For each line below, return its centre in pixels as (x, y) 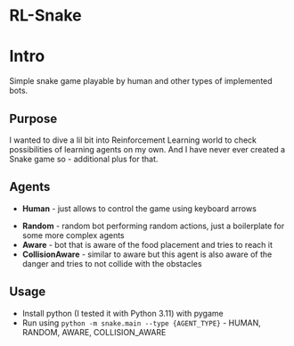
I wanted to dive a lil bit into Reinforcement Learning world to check (133, 140)
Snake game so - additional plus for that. (84, 159)
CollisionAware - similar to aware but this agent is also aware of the (147, 254)
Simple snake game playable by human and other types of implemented (141, 81)
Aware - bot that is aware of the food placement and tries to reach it (147, 244)
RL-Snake (45, 16)
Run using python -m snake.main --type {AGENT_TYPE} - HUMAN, (141, 323)
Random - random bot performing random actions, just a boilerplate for (153, 226)
